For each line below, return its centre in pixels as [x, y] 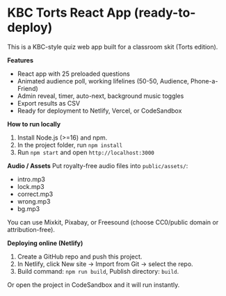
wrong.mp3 [34, 201]
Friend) [27, 88]
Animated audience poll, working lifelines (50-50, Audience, [103, 81]
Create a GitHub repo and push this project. [80, 256]
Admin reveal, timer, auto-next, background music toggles [100, 96]
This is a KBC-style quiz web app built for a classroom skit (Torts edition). [113, 47]
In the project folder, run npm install [70, 145]
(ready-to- [165, 13]
